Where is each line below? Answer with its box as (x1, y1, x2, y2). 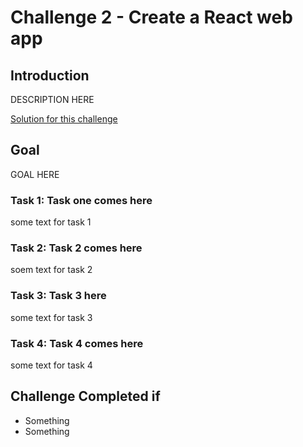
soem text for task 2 (10, 264, 93, 276)
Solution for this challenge (10, 113, 118, 125)
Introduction (10, 67, 90, 84)
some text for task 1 (10, 216, 92, 228)
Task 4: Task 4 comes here (10, 336, 144, 350)
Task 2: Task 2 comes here (10, 241, 143, 255)
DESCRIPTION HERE (10, 94, 95, 105)
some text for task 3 (10, 311, 93, 323)
